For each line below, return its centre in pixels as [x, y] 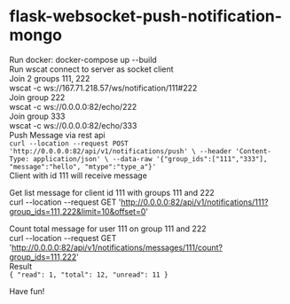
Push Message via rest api [57, 135]
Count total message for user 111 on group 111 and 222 [108, 229]
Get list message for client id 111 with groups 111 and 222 [112, 192]
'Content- [254, 151]
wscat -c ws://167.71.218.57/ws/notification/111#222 [103, 88]
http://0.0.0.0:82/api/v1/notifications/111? [195, 202]
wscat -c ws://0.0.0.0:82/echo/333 [73, 125]
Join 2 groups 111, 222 [50, 78]
